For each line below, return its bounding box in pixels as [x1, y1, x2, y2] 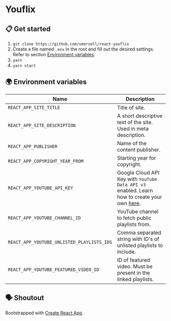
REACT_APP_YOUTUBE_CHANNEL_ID [8, 215, 81, 220]
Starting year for [117, 154, 156, 161]
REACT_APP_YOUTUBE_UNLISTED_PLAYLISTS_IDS [8, 239, 112, 245]
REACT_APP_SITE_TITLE [8, 105, 60, 110]
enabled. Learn [117, 187, 153, 194]
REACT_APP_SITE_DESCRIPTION [8, 122, 76, 128]
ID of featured [117, 256, 150, 263]
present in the [117, 269, 150, 276]
